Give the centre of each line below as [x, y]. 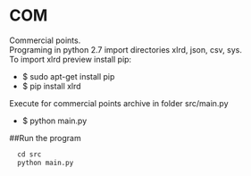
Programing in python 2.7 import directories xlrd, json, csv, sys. [126, 49]
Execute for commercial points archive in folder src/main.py [119, 103]
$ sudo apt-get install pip [68, 76]
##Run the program [46, 138]
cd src [29, 154]
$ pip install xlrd [52, 86]
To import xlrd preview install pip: [71, 59]
